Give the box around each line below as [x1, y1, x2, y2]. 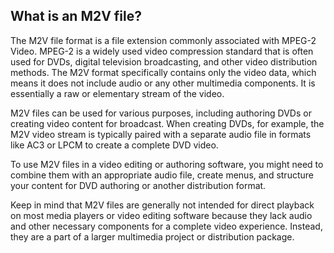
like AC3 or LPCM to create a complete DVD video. [10, 139, 219, 151]
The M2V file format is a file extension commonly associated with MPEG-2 [10, 34, 317, 46]
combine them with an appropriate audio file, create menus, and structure [10, 169, 314, 181]
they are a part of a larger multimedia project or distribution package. [10, 230, 295, 243]
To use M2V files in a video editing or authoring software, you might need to [10, 158, 324, 170]
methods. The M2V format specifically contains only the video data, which [10, 66, 317, 78]
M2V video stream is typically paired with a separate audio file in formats [10, 128, 312, 140]
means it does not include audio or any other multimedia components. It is [10, 77, 316, 89]
